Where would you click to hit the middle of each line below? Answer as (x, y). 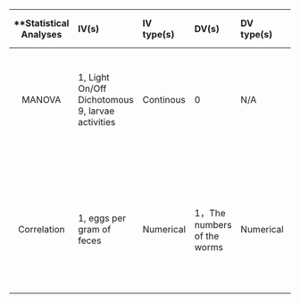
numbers (213, 225)
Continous (164, 100)
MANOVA (42, 100)
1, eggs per (102, 218)
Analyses (42, 34)
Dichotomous (105, 100)
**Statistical (42, 23)
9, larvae (96, 111)
